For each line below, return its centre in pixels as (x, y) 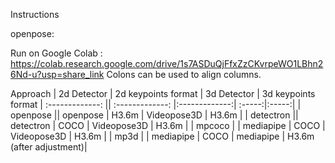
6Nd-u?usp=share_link (57, 74)
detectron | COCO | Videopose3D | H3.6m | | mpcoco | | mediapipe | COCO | (168, 125)
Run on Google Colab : (56, 53)
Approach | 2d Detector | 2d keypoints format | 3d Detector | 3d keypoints (163, 93)
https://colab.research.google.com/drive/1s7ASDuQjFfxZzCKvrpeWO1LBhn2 (167, 63)
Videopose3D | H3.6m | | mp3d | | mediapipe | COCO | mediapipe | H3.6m (162, 136)
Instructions (35, 14)
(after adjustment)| (49, 147)
